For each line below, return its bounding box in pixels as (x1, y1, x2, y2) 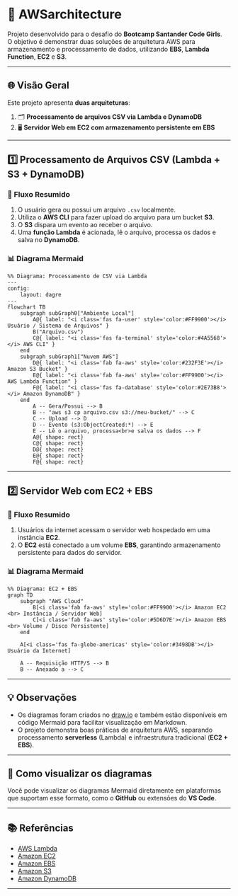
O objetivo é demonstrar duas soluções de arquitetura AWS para (7, 37, 196, 45)
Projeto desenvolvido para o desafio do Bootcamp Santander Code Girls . (7, 30, 222, 38)
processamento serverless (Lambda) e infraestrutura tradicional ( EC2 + (17, 733, 228, 742)
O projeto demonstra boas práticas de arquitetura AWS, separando (17, 725, 213, 734)
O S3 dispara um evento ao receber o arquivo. (17, 221, 153, 229)
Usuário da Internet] (7, 647, 72, 654)
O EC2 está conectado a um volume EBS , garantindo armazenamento (17, 541, 221, 549)
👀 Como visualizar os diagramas (7, 767, 152, 779)
